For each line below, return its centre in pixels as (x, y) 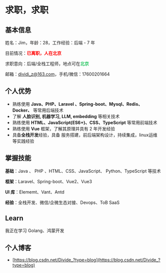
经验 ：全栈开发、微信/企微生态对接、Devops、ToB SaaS (62, 202)
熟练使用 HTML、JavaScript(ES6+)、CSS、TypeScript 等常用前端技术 (85, 122)
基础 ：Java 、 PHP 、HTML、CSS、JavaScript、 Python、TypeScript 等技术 (83, 171)
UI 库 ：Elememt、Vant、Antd (35, 192)
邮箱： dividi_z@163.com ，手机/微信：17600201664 (58, 74)
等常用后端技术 (48, 110)
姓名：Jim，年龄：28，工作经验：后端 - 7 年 (50, 43)
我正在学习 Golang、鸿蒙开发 (35, 231)
